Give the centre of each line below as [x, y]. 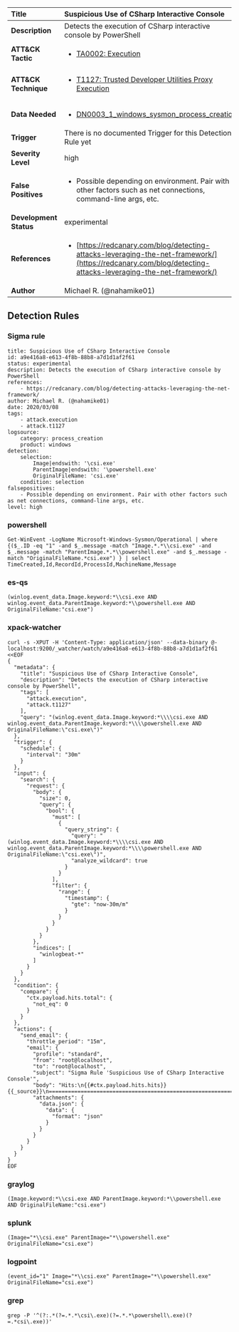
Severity [26, 154]
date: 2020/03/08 [33, 407]
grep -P [19, 1315]
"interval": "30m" [53, 755]
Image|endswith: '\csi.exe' [74, 463]
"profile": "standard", [68, 1054]
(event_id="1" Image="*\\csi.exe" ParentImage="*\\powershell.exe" [110, 1276]
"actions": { [33, 1029]
